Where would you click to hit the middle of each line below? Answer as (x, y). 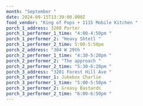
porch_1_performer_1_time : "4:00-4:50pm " (59, 34)
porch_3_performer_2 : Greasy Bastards (54, 88)
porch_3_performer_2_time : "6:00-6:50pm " (59, 94)
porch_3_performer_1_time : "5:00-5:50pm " (59, 83)
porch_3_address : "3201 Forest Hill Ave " (59, 72)
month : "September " (31, 11)
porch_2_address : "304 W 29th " (46, 50)
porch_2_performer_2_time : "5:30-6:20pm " (59, 66)
